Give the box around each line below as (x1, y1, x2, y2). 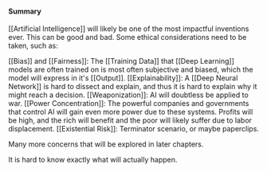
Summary (8, 6, 41, 16)
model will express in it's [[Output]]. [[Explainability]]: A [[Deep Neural (8, 73, 238, 83)
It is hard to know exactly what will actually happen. (8, 155, 178, 165)
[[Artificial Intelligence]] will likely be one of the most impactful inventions (8, 24, 249, 33)
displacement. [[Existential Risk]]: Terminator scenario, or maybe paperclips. (8, 124, 259, 134)
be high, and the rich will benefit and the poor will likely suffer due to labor (8, 115, 253, 125)
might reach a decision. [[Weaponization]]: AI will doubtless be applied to (8, 90, 249, 100)
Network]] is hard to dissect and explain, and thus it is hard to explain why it (8, 82, 257, 92)
